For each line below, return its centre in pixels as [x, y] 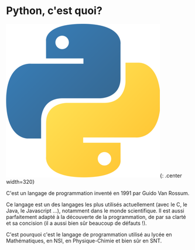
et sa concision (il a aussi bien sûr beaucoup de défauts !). [77, 223]
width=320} [20, 181]
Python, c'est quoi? [54, 11]
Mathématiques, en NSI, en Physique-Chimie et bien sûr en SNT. [84, 241]
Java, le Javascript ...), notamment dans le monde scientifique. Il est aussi [95, 210]
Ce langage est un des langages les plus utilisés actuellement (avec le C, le [97, 204]
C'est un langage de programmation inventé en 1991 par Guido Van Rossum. [98, 193]
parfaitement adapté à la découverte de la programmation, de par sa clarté [96, 217]
